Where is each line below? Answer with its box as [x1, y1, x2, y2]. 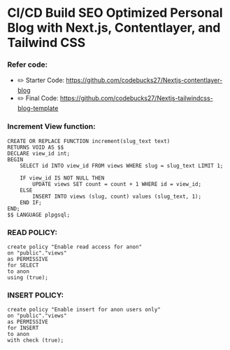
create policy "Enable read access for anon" [7, 243, 142, 250]
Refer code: [7, 60, 48, 69]
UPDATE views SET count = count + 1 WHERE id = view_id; [32, 180, 201, 187]
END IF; [20, 198, 42, 206]
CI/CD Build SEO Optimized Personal [7, 5, 223, 21]
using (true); [7, 274, 49, 281]
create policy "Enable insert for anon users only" [7, 307, 161, 314]
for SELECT [7, 262, 39, 269]
